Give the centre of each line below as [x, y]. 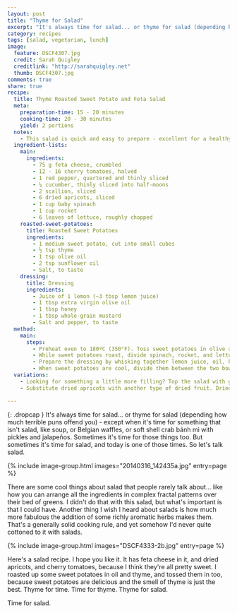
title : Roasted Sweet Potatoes [72, 230]
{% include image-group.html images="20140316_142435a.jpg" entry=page [117, 465]
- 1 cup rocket [55, 211]
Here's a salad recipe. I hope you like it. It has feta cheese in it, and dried [113, 559]
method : [25, 329]
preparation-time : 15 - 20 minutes [72, 112]
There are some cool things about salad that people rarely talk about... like [115, 487]
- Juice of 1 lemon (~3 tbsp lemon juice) [96, 296]
